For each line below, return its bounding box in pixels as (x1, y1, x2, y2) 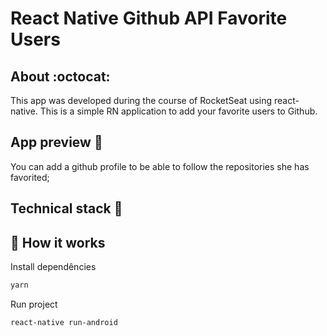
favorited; (10, 171, 50, 183)
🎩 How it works (10, 234, 106, 251)
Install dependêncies (10, 261, 97, 273)
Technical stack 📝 (10, 200, 123, 217)
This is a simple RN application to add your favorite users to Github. (39, 105, 318, 117)
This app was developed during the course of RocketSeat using (10, 95, 273, 106)
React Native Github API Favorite (10, 7, 288, 30)
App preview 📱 (10, 134, 103, 151)
